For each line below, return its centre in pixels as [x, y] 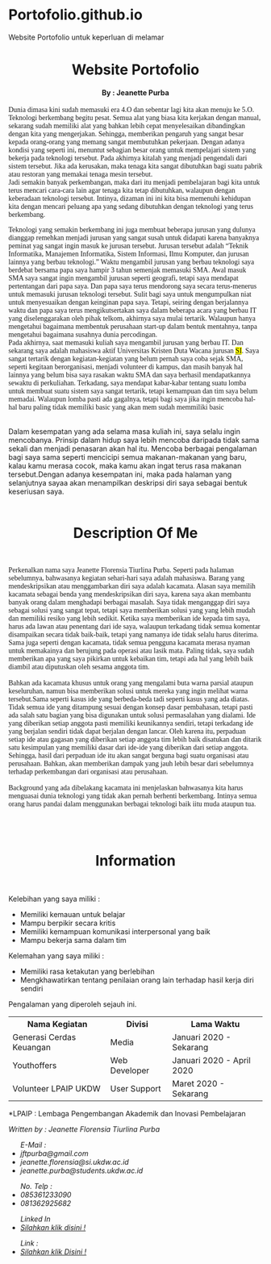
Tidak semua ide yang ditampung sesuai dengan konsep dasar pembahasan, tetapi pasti [131, 707]
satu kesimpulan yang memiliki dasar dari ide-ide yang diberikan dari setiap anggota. [128, 748]
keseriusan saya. [36, 492]
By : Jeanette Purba [135, 92]
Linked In [35, 1219]
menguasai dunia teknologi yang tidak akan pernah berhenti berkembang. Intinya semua [133, 796]
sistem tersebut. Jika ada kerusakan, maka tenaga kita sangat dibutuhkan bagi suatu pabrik [135, 167]
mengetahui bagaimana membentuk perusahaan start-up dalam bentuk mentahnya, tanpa [133, 327]
